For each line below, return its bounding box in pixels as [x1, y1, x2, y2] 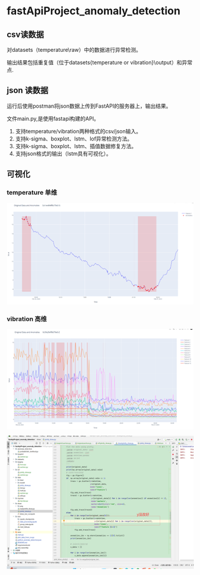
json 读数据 [7, 85, 49, 96]
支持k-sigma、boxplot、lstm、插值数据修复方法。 [15, 142, 137, 149]
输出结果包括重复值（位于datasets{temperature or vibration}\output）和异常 [7, 59, 192, 66]
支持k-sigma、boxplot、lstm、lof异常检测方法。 [15, 135, 133, 142]
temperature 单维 [7, 189, 58, 197]
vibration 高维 [7, 314, 47, 323]
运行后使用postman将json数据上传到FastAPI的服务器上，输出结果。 [7, 102, 172, 110]
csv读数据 [7, 29, 44, 39]
